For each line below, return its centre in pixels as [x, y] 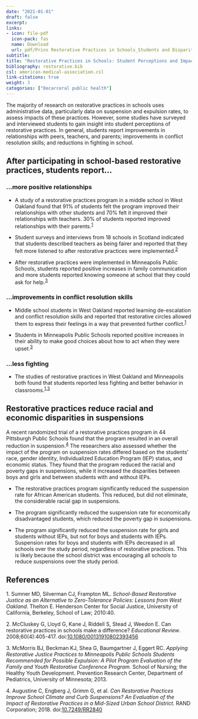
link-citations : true [33, 77]
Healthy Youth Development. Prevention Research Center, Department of [95, 673]
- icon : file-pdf [27, 34]
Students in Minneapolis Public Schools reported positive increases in [99, 335]
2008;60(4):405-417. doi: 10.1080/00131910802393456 [72, 636]
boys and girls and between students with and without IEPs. [79, 477]
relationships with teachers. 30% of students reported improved [93, 219]
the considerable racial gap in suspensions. [67, 501]
